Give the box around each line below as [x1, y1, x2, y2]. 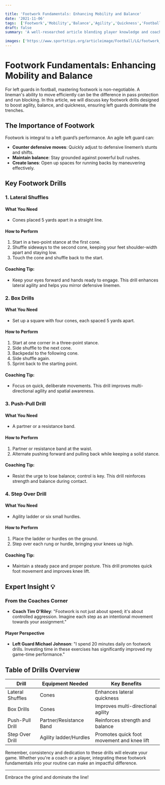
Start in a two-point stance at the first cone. [12, 239, 101, 245]
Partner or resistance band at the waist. [12, 446, 92, 451]
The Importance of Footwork [5, 121, 95, 130]
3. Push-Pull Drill [5, 400, 46, 407]
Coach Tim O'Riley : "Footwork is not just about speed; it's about [12, 608, 143, 614]
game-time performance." [12, 651, 65, 657]
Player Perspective [5, 630, 45, 636]
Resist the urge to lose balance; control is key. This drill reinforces [12, 473, 146, 479]
